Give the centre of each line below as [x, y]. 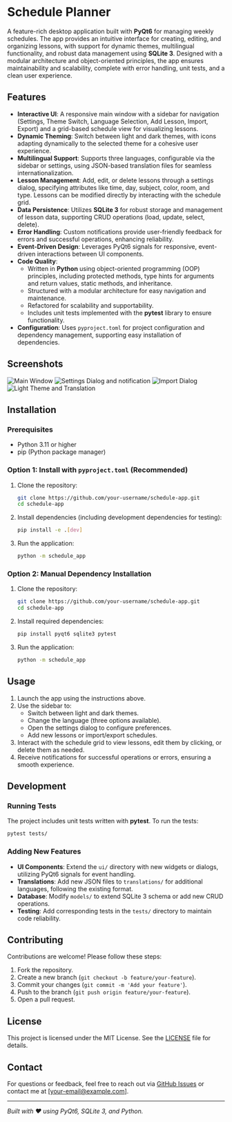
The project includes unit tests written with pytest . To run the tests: [103, 821]
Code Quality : [37, 261]
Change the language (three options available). [94, 720]
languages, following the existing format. [75, 888]
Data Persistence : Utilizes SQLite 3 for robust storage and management [120, 209]
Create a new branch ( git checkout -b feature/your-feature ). [107, 977]
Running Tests [32, 806]
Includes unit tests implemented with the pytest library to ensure [119, 313]
